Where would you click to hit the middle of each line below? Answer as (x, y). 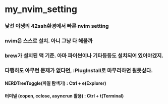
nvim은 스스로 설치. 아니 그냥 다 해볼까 (49, 41)
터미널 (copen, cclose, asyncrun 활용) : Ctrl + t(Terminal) (64, 96)
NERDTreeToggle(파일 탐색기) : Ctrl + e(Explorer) (55, 83)
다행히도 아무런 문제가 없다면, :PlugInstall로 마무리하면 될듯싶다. (79, 70)
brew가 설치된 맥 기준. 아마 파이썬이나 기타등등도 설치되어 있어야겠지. (84, 56)
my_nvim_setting (41, 9)
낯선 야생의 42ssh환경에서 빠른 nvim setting (57, 26)
